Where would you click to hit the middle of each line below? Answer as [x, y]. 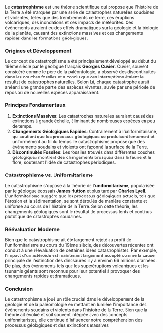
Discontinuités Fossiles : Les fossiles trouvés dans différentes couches [83, 152]
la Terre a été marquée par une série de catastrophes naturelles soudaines [80, 12]
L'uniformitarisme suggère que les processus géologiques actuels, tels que [80, 196]
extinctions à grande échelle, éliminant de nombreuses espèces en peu [83, 121]
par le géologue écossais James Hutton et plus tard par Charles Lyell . [76, 191]
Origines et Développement [38, 51]
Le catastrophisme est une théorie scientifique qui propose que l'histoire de [82, 7]
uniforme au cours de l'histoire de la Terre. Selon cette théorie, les [71, 206]
